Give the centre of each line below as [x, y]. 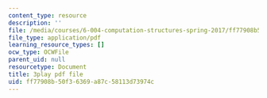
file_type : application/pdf [55, 38]
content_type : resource [48, 15]
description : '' [35, 23]
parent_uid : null [37, 60]
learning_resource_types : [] [56, 45]
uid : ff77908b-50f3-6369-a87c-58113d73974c [81, 81]
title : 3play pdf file [46, 74]
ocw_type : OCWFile [39, 52]
